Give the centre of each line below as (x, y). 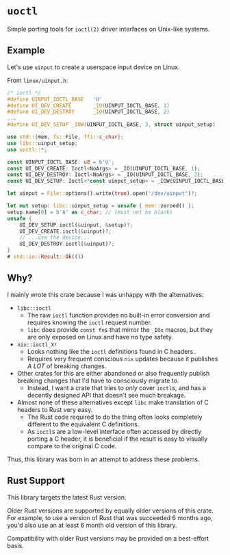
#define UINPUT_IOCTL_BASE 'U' (55, 99)
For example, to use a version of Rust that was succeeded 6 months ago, (110, 517)
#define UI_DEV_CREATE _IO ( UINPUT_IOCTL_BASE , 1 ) (88, 105)
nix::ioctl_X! (37, 345)
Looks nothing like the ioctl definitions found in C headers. (111, 351)
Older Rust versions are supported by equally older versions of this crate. (110, 511)
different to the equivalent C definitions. (83, 424)
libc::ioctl (34, 308)
